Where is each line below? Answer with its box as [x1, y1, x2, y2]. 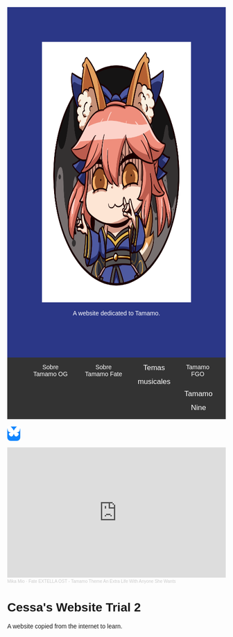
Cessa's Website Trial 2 [7, 600, 141, 615]
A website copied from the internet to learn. [7, 622, 123, 630]
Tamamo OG [33, 370, 68, 378]
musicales [137, 377, 171, 386]
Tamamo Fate [85, 370, 123, 378]
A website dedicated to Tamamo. [72, 309, 161, 317]
